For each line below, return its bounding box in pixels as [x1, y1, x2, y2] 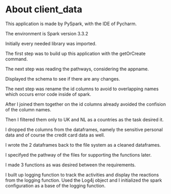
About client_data [5, 4, 82, 15]
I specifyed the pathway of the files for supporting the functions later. [5, 151, 152, 158]
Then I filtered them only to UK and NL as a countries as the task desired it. [5, 117, 164, 123]
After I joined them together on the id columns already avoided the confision [5, 101, 166, 107]
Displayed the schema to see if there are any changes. [5, 75, 120, 82]
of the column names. [5, 106, 51, 112]
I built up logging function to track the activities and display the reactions [5, 171, 159, 178]
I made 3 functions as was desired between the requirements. [5, 162, 136, 168]
